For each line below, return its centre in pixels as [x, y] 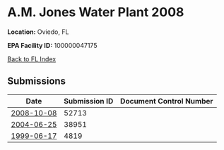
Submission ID [88, 101]
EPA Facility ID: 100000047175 [52, 45]
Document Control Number [166, 101]
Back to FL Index [32, 59]
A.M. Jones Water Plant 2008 [96, 12]
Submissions [36, 81]
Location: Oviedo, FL [38, 32]
